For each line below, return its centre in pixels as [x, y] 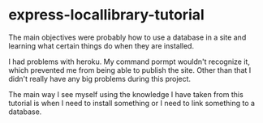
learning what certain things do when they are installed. [101, 45]
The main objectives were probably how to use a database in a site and [127, 37]
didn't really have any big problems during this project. [100, 78]
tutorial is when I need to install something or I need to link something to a [132, 103]
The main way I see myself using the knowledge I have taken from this [126, 94]
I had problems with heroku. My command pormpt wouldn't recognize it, [129, 61]
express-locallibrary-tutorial [106, 15]
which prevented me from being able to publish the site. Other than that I [130, 70]
